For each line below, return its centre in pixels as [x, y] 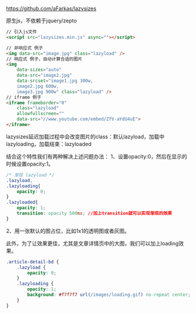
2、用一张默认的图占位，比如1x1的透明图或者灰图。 [68, 231]
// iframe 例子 [24, 97]
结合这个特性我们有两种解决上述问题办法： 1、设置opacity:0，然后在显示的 [97, 156]
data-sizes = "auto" [39, 70]
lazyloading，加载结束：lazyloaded [49, 144]
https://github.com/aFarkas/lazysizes [51, 9]
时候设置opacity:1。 [30, 164]
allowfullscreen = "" [41, 114]
